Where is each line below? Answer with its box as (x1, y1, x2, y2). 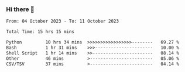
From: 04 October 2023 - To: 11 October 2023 (6, 19, 119, 24)
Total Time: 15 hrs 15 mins (6, 29, 75, 35)
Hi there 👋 (6, 5, 35, 13)
